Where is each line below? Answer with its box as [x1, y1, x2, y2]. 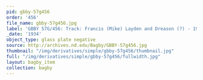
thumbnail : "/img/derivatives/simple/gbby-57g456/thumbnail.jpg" [6, 48, 174, 54]
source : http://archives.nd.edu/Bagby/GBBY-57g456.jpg [6, 43, 147, 49]
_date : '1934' [6, 31, 42, 37]
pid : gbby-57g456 [6, 8, 50, 15]
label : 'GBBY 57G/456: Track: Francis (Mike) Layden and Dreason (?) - [6, 25, 190, 32]
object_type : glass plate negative [6, 37, 96, 43]
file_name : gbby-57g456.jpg [6, 20, 77, 26]
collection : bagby [6, 64, 53, 71]
